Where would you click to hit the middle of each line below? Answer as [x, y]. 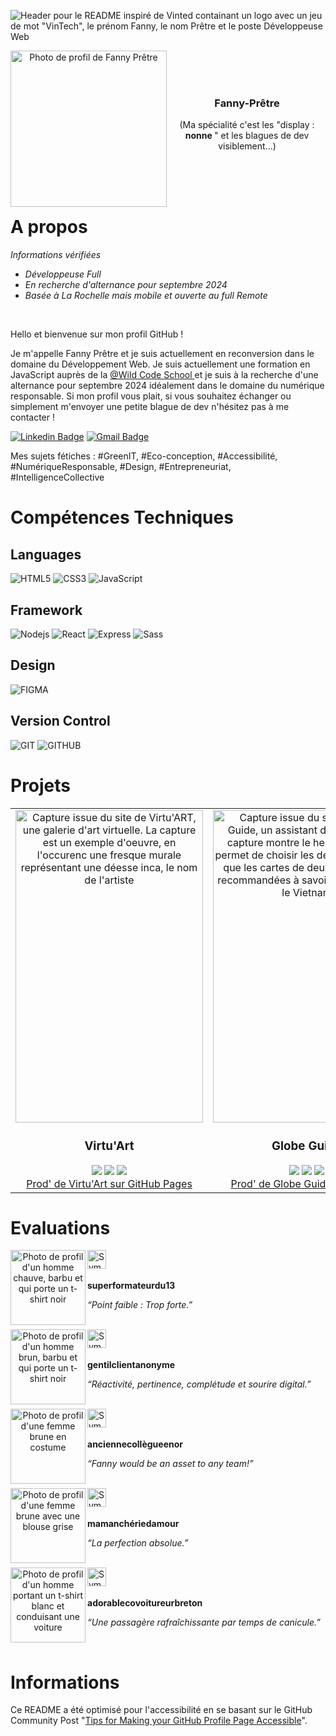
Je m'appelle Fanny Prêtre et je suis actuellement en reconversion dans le [162, 354]
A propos [49, 227]
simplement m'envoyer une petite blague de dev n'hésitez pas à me [150, 407]
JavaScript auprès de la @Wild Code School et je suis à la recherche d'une [164, 375]
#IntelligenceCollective [57, 477]
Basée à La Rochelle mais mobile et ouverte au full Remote [146, 296]
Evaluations [60, 1227]
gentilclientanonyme [131, 1365]
